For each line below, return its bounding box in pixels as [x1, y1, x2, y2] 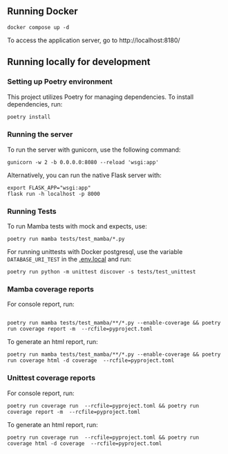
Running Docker [7, 6, 78, 17]
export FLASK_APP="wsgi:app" [7, 184, 91, 191]
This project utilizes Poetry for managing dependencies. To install [7, 93, 194, 101]
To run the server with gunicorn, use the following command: [7, 145, 181, 154]
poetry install [7, 113, 51, 120]
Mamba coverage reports [7, 284, 95, 293]
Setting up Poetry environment [7, 77, 113, 87]
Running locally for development [7, 56, 151, 68]
